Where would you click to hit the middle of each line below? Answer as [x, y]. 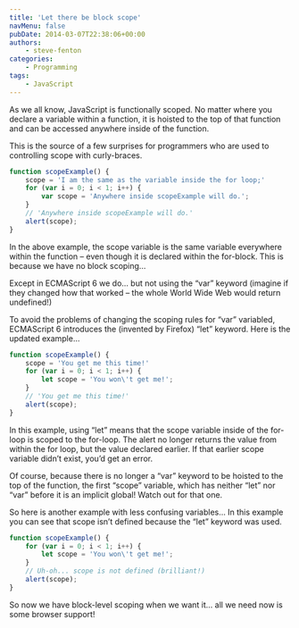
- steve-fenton [54, 51]
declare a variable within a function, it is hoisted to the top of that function [145, 119]
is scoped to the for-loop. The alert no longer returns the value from [152, 440]
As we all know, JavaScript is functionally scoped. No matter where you [141, 109]
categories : [31, 59]
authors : [25, 42]
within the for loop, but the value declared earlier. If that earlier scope [137, 448]
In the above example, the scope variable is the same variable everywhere [146, 247]
